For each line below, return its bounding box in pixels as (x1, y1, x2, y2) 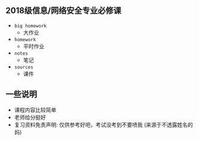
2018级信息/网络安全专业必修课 (5, 5, 122, 16)
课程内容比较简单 (14, 106, 57, 113)
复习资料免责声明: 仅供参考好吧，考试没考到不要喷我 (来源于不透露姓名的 (14, 121, 193, 128)
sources (14, 64, 33, 70)
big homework (14, 23, 47, 29)
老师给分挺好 (14, 114, 46, 121)
